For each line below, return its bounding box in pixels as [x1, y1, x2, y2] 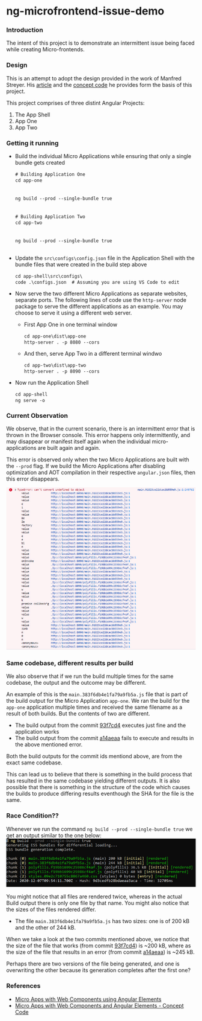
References [6, 982, 41, 990]
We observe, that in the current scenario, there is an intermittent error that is [6, 425, 195, 432]
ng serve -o [14, 397, 45, 404]
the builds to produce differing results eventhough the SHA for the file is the [6, 790, 194, 798]
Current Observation [6, 412, 68, 420]
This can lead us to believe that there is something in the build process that [6, 771, 192, 778]
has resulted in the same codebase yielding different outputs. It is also [6, 777, 180, 784]
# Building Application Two [14, 214, 85, 220]
